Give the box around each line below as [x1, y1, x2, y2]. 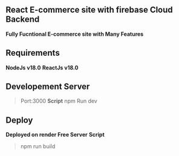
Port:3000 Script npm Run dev [20, 97, 97, 105]
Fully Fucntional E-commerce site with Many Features [5, 30, 144, 37]
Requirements [5, 48, 60, 58]
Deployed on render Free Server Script [5, 131, 105, 138]
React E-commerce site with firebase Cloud [5, 5, 173, 15]
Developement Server [5, 82, 90, 92]
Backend [5, 15, 40, 25]
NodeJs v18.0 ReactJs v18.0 [5, 63, 79, 71]
